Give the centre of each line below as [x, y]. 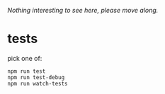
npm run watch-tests [38, 83]
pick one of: [25, 58]
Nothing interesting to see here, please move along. [83, 10]
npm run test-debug [36, 77]
